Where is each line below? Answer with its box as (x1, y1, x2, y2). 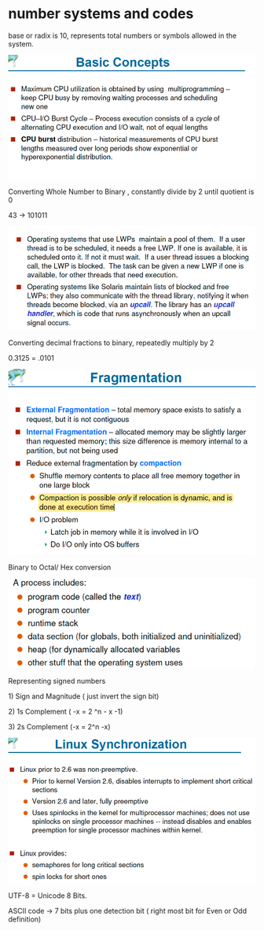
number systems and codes (8, 5, 194, 23)
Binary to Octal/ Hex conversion (8, 562, 112, 572)
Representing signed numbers (8, 676, 106, 685)
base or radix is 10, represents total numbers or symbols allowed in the (8, 31, 237, 40)
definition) (8, 914, 42, 924)
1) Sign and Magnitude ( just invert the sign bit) (8, 691, 159, 701)
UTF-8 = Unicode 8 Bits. (8, 891, 88, 900)
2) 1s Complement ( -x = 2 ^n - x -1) (8, 707, 123, 716)
